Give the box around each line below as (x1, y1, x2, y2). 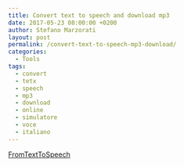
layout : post (8, 33, 51, 42)
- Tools (15, 56, 41, 64)
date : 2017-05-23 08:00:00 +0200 (8, 19, 117, 27)
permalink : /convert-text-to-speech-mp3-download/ (8, 41, 177, 49)
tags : (8, 63, 26, 71)
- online (15, 107, 44, 114)
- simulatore (15, 114, 58, 122)
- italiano (15, 128, 51, 136)
